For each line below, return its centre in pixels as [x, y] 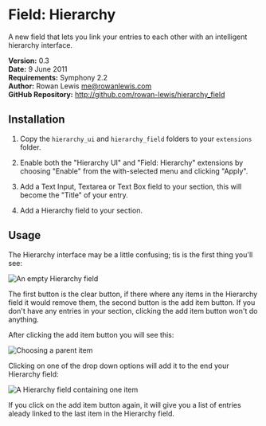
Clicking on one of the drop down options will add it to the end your [119, 365]
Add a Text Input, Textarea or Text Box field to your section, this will [131, 186]
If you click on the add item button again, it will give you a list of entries [125, 405]
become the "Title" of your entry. [74, 195]
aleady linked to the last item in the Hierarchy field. [92, 413]
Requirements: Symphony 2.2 [58, 77]
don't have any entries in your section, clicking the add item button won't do [133, 311]
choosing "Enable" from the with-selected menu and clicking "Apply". [134, 171]
